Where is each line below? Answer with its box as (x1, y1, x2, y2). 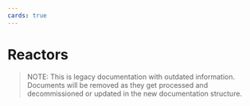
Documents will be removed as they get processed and (26, 80, 209, 89)
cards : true (7, 11, 47, 20)
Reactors (7, 45, 68, 63)
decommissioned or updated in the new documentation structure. (26, 89, 243, 98)
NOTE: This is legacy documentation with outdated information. (26, 72, 236, 81)
